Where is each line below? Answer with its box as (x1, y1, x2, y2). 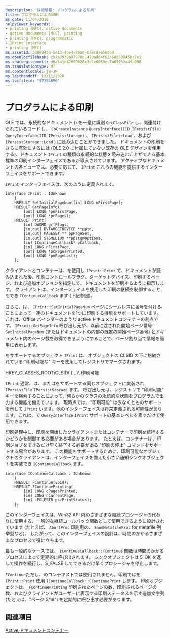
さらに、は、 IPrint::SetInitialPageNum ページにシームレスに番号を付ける (5, 303, 162, 310)
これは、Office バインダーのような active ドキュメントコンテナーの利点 (5, 316, 154, 322)
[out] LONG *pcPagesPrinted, (23, 249, 85, 254)
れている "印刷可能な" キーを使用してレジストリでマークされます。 (5, 358, 144, 364)
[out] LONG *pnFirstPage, (23, 209, 78, 214)
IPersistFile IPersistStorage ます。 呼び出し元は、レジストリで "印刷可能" (5, 386, 164, 392)
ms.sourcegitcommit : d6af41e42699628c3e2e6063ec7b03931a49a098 (5, 59, 142, 64)
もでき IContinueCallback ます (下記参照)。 (5, 292, 95, 298)
